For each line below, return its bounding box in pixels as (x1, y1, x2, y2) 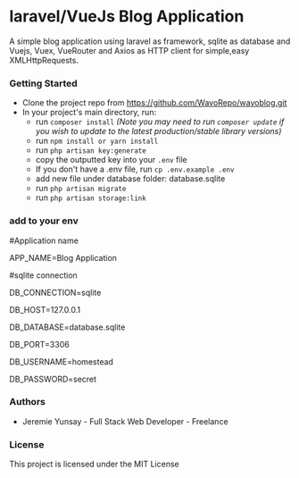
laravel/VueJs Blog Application (9, 6, 245, 27)
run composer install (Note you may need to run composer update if (35, 116, 285, 127)
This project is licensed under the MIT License (9, 458, 180, 470)
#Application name (9, 235, 79, 246)
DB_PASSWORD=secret (9, 373, 96, 384)
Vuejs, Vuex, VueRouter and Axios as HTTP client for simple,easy (9, 45, 250, 55)
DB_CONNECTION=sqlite (9, 287, 102, 298)
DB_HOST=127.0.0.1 (9, 304, 81, 314)
